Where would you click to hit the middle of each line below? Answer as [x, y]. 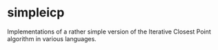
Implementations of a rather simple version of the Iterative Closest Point [109, 32]
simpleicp [36, 13]
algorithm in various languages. [52, 38]
